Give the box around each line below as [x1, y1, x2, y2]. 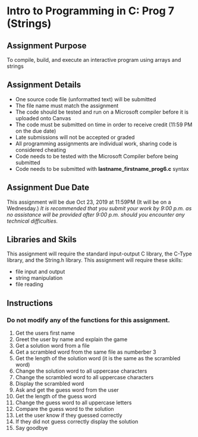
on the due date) [15, 127, 56, 135]
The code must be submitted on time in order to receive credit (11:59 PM [15, 121, 193, 128]
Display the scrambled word [15, 380, 84, 388]
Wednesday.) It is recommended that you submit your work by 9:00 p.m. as [7, 204, 192, 212]
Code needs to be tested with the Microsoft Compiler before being [15, 152, 178, 160]
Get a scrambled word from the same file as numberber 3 [15, 348, 156, 355]
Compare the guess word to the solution [15, 405, 115, 413]
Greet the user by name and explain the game [15, 336, 128, 343]
